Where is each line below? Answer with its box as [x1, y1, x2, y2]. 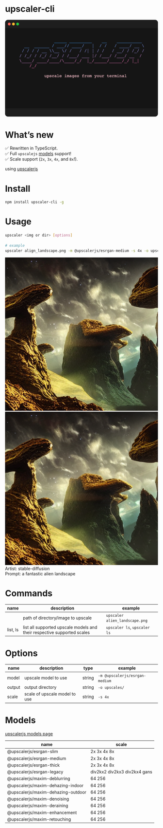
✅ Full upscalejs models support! [5, 151, 72, 157]
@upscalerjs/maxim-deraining [7, 803, 68, 809]
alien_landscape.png [106, 618, 148, 624]
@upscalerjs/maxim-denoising [7, 796, 69, 802]
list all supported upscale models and [22, 624, 98, 630]
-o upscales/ [98, 685, 125, 690]
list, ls [7, 627, 19, 632]
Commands [5, 588, 53, 599]
